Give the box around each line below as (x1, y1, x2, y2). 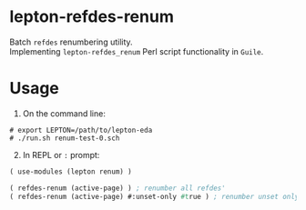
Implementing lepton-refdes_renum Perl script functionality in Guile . (9, 45, 264, 56)
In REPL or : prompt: (22, 149, 100, 160)
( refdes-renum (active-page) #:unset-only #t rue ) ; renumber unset (9, 192, 280, 201)
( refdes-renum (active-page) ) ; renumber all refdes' (9, 184, 226, 193)
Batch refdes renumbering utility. (9, 36, 134, 47)
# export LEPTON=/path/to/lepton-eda (9, 125, 153, 135)
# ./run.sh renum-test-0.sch (9, 134, 120, 143)
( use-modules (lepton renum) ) (9, 166, 132, 176)
